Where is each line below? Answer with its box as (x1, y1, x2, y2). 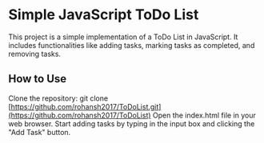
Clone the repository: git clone (8, 93, 109, 103)
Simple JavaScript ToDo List (8, 6, 199, 24)
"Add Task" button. (8, 127, 71, 137)
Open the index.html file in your (152, 110, 256, 120)
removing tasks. (8, 49, 62, 58)
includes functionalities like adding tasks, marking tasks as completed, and (8, 40, 255, 50)
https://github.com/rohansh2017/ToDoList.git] (10, 101, 162, 111)
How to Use (8, 72, 67, 85)
